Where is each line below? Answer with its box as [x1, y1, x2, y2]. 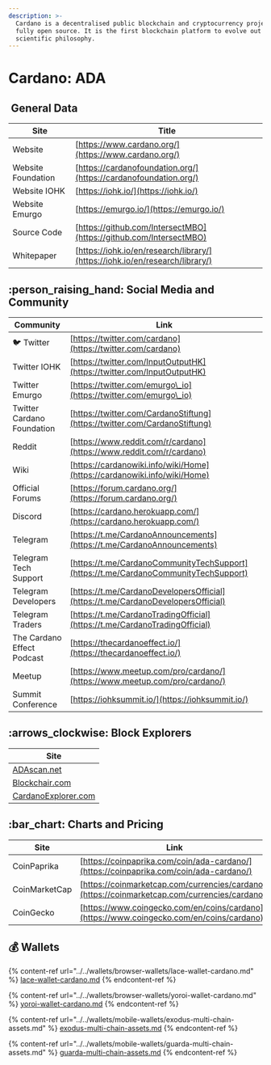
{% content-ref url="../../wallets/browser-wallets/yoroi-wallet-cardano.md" [8, 990, 256, 999]
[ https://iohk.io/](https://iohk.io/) [75, 185, 199, 197]
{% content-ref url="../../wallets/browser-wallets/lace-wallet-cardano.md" [8, 966, 254, 975]
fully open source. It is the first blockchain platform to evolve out [15, 27, 262, 35]
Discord [12, 511, 43, 522]
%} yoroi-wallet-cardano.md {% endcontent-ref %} [8, 999, 179, 1008]
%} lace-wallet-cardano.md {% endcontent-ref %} [8, 974, 177, 984]
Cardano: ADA [8, 70, 106, 87]
